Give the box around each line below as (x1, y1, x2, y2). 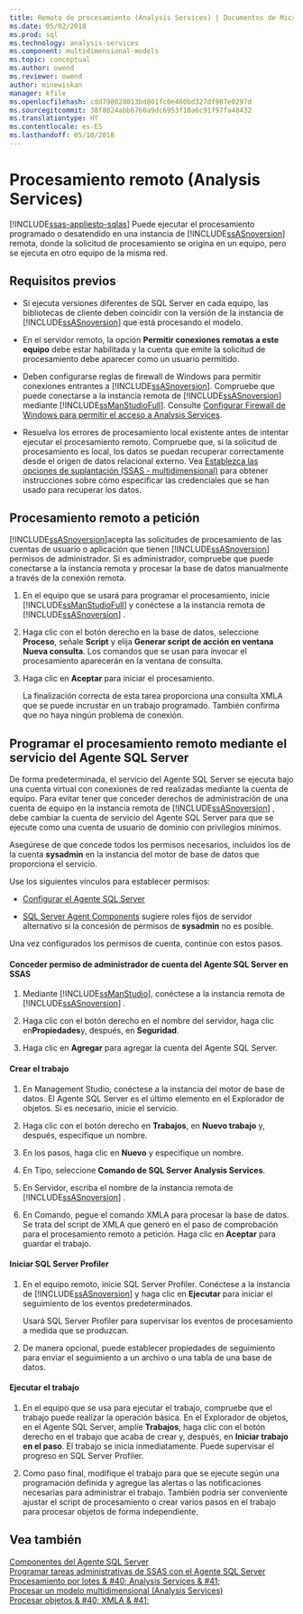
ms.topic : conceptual (9, 55, 91, 64)
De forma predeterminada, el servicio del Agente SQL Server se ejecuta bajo (9, 774, 294, 785)
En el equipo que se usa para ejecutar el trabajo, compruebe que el (22, 1403, 273, 1414)
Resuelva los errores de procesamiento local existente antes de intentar (22, 426, 289, 438)
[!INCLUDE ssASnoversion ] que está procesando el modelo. (22, 317, 243, 328)
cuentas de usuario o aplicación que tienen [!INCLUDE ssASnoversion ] (9, 543, 271, 555)
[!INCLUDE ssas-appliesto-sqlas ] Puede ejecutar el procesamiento (9, 218, 255, 229)
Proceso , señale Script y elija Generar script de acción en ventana (22, 636, 274, 647)
